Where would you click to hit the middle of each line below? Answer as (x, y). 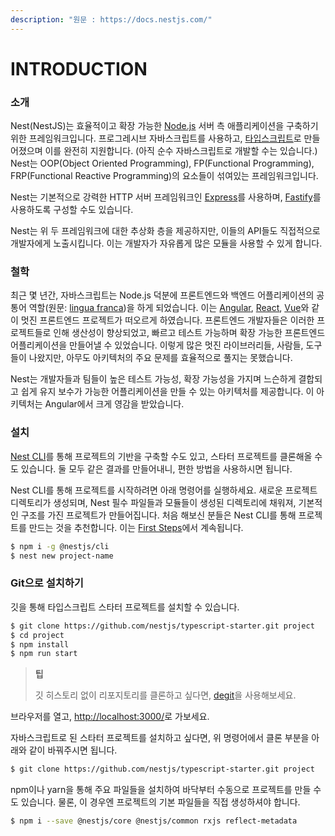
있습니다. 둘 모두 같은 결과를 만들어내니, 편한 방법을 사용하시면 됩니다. (156, 468)
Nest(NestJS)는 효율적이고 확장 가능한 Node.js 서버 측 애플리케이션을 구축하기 (164, 126)
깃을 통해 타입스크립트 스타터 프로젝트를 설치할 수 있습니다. (125, 607)
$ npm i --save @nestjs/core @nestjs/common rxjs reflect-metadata (154, 821)
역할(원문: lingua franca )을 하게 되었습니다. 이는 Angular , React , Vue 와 (169, 308)
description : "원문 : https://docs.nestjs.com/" (111, 19)
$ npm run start (44, 654)
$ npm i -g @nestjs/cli (60, 546)
